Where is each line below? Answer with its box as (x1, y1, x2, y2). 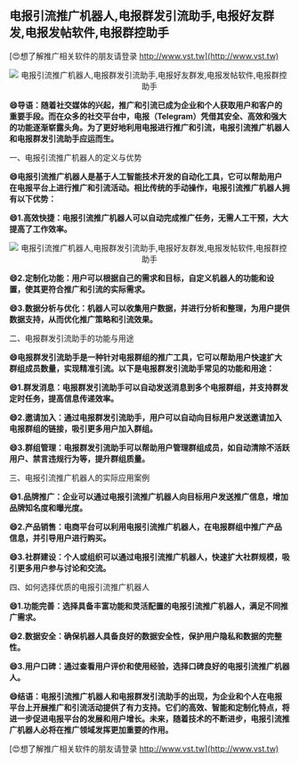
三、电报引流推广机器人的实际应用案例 (9, 472, 149, 483)
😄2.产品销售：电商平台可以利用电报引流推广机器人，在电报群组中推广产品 (9, 521, 283, 532)
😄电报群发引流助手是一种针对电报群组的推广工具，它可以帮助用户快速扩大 (9, 352, 283, 362)
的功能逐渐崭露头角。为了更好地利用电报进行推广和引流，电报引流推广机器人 (9, 121, 290, 132)
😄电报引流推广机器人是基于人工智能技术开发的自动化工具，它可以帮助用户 (9, 170, 283, 181)
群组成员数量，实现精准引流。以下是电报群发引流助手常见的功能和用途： (9, 362, 274, 373)
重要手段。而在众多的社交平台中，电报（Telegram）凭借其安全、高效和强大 (9, 111, 287, 121)
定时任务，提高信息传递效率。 (9, 393, 118, 403)
